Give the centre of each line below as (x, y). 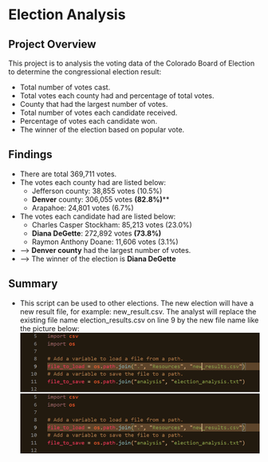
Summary (33, 284)
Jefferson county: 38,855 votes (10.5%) (97, 191)
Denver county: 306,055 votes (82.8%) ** (100, 199)
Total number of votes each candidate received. (99, 113)
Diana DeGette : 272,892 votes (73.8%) (97, 233)
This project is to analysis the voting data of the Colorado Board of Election (132, 63)
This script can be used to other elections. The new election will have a (136, 303)
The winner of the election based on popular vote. (102, 130)
